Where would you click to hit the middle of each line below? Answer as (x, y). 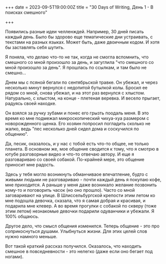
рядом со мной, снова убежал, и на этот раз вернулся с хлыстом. (75, 93)
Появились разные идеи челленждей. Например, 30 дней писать (75, 31)
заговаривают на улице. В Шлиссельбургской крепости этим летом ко (80, 195)
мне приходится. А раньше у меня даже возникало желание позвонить (81, 185)
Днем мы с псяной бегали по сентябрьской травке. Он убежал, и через (81, 82)
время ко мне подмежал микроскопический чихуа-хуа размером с (77, 118)
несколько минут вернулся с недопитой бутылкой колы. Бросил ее (76, 88)
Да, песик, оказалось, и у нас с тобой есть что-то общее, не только (77, 144)
